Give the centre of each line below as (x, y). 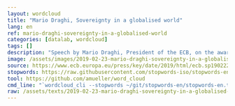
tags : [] (20, 46)
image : (17, 59)
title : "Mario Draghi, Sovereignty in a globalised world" (95, 20)
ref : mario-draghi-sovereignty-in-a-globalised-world (87, 33)
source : (19, 66)
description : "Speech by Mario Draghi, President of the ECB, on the (111, 53)
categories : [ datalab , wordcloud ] (58, 40)
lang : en (20, 26)
